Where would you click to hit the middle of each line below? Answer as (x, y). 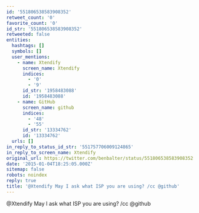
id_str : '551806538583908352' (44, 29)
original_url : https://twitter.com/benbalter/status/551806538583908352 (100, 158)
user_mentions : (31, 57)
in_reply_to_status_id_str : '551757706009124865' (70, 147)
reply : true (21, 181)
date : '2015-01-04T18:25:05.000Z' (50, 164)
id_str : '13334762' (47, 130)
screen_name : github (48, 107)
